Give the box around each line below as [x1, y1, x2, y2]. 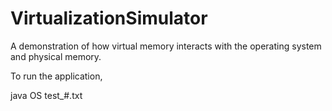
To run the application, [10, 70, 103, 82]
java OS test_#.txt [10, 89, 83, 101]
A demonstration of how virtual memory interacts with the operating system [10, 40, 322, 52]
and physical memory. [10, 50, 102, 62]
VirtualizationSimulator [10, 7, 208, 30]
